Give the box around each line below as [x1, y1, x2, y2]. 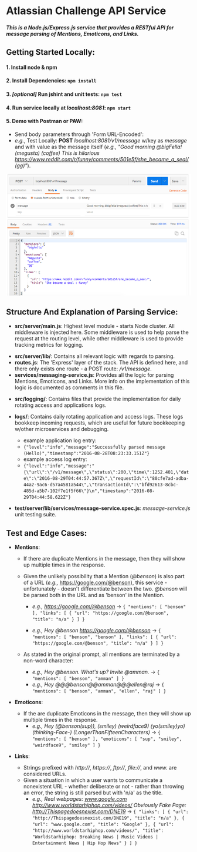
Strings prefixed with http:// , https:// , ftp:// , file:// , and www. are [23, 764, 177, 771]
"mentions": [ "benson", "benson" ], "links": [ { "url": [32, 634, 177, 640]
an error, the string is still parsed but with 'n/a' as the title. [23, 789, 163, 796]
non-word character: [23, 657, 74, 664]
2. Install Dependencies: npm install [6, 77, 97, 84]
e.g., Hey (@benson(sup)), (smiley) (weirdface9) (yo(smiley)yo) [32, 722, 186, 730]
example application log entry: [23, 437, 97, 444]
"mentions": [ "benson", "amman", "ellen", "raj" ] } [32, 688, 167, 694]
